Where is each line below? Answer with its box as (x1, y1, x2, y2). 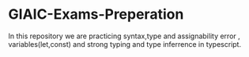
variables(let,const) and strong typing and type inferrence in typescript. (8, 39, 242, 48)
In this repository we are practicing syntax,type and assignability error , (8, 31, 241, 41)
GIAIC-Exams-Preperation (8, 5, 184, 23)
